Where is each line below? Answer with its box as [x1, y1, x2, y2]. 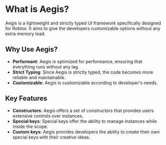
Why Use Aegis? [5, 45, 58, 53]
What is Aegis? [5, 3, 69, 15]
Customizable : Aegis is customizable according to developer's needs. [12, 79, 158, 85]
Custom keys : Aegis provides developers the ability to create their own [12, 128, 160, 134]
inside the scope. [12, 123, 49, 129]
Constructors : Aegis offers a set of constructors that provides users [12, 107, 154, 113]
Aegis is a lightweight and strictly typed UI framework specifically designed [5, 20, 161, 26]
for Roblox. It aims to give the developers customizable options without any [5, 25, 160, 31]
